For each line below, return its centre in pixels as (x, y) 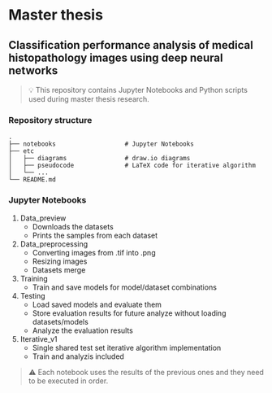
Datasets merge (59, 269)
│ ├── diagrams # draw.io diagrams (99, 159)
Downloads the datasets (73, 226)
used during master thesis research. (89, 99)
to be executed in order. (68, 381)
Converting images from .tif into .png (94, 252)
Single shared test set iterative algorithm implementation (127, 347)
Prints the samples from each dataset (95, 235)
